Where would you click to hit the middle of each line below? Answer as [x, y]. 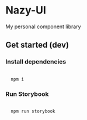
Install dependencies [36, 62]
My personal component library [43, 26]
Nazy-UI [26, 10]
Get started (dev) [37, 45]
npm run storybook [33, 111]
